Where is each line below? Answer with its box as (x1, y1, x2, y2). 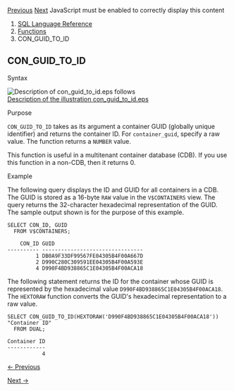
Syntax (7, 73, 28, 82)
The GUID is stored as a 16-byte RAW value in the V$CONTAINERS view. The (7, 193, 216, 201)
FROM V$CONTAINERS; (13, 228, 71, 235)
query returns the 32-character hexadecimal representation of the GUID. (7, 200, 218, 209)
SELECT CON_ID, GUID (7, 221, 68, 228)
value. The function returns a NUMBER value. (7, 137, 132, 145)
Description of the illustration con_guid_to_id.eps (7, 94, 149, 103)
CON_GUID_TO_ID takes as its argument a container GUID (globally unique (7, 122, 216, 130)
